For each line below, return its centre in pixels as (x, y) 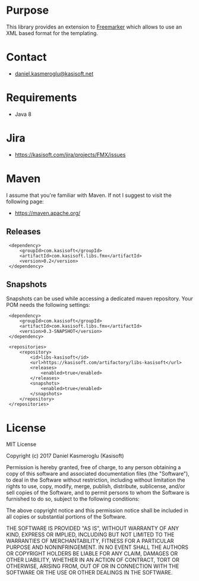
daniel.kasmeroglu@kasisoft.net (54, 73)
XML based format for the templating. (52, 33)
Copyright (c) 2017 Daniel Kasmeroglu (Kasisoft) (65, 456)
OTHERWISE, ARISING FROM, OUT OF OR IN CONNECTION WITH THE (93, 566)
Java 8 (23, 114)
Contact (26, 57)
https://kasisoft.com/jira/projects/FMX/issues (70, 155)
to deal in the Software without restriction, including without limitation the (96, 480)
